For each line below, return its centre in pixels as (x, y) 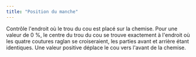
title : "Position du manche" (42, 12)
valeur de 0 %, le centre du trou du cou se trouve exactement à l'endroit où (98, 35)
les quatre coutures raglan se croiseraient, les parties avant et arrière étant (98, 41)
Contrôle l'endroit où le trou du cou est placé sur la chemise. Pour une (92, 28)
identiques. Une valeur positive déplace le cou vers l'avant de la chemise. (96, 47)
